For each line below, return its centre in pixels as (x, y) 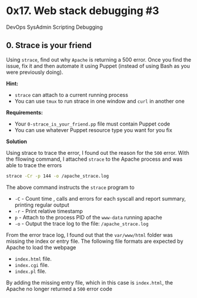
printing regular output (42, 205)
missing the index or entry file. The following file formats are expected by (95, 241)
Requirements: (24, 112)
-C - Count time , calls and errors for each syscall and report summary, (100, 198)
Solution (17, 141)
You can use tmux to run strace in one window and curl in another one (100, 101)
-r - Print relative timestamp (49, 211)
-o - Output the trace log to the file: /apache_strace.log (81, 223)
